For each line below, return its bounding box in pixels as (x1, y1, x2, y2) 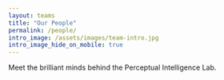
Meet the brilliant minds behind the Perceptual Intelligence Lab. (8, 63, 217, 72)
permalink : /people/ (8, 26, 78, 34)
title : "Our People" (8, 19, 78, 27)
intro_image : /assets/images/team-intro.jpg (8, 33, 159, 42)
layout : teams (8, 11, 56, 20)
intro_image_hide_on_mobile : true (8, 41, 124, 49)
